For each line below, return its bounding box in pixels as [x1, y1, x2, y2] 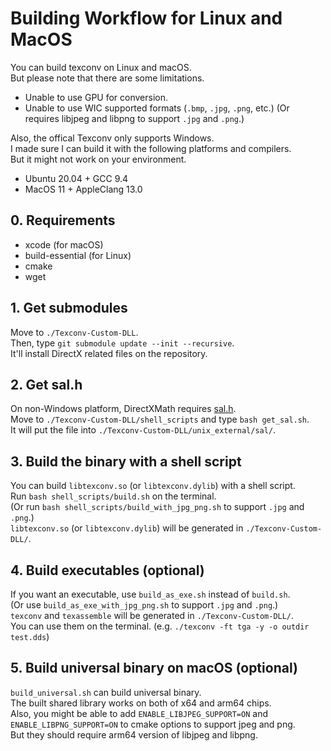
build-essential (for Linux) [24, 249, 132, 261]
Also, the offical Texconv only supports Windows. [10, 132, 215, 144]
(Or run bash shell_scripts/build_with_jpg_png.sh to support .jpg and [10, 501, 305, 513]
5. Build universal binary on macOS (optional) [10, 660, 298, 677]
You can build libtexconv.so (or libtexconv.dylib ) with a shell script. [10, 480, 296, 492]
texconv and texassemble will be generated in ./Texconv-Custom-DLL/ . [10, 610, 295, 621]
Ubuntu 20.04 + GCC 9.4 [24, 172, 129, 184]
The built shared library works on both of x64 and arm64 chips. [10, 697, 272, 709]
